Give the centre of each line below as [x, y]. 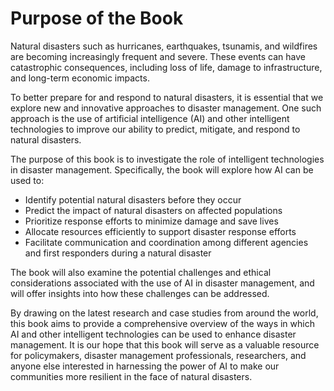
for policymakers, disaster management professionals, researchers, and [158, 355]
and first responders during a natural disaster [118, 253]
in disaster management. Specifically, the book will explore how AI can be [162, 169]
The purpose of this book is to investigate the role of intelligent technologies [167, 159]
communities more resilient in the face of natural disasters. [131, 376]
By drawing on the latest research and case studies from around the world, [164, 313]
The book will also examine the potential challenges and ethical [141, 272]
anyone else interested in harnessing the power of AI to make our [145, 366]
